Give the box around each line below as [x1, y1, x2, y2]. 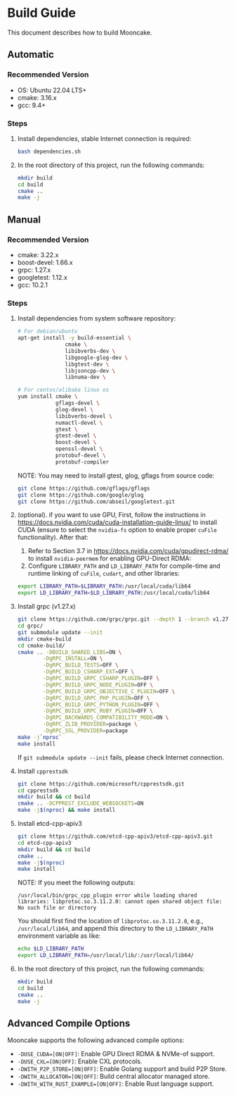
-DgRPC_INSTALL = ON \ [43, 655, 103, 662]
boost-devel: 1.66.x [17, 258, 73, 266]
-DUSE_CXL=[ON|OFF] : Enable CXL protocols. [17, 1057, 143, 1065]
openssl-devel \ [55, 445, 103, 452]
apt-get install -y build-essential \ [17, 335, 131, 342]
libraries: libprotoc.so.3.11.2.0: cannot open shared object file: [17, 898, 223, 905]
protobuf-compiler [55, 458, 110, 466]
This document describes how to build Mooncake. [7, 28, 152, 37]
